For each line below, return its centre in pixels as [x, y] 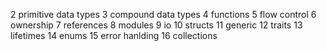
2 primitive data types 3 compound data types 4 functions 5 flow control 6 [163, 14]
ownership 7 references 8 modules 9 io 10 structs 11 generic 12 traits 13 [156, 25]
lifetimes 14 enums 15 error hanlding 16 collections [114, 35]
